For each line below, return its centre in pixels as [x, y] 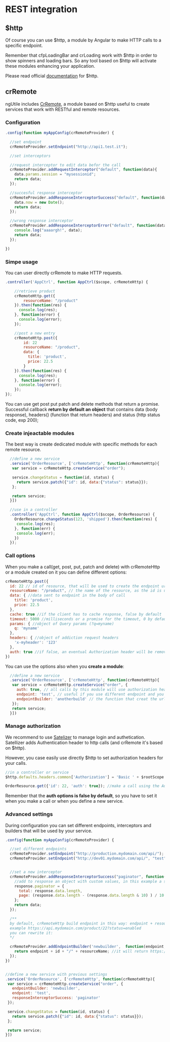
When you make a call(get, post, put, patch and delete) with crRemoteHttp [83, 567]
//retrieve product [35, 291]
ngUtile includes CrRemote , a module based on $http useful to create [78, 104]
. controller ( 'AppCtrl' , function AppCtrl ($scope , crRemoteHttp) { [77, 282]
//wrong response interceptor [41, 221]
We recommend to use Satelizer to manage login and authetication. [75, 737]
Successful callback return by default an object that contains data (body [81, 409]
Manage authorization [33, 726]
